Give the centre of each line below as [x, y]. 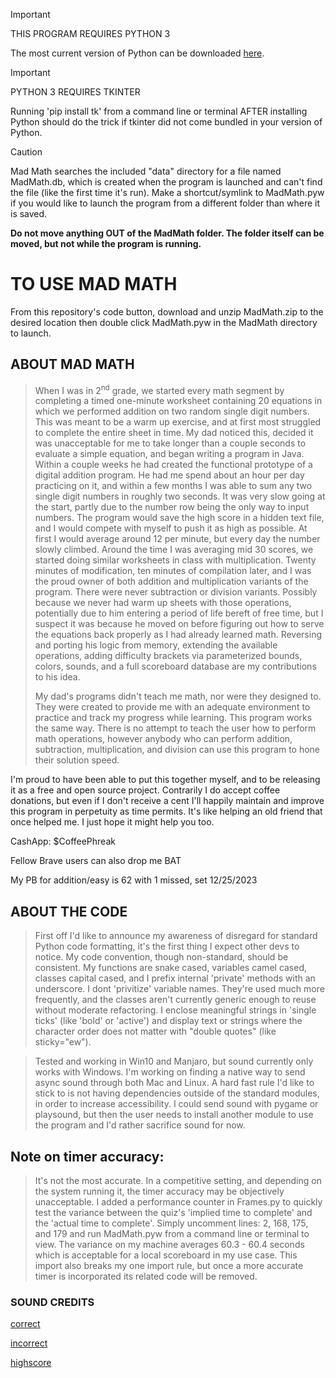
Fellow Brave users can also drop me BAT [96, 861]
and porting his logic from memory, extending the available [156, 645]
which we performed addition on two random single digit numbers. [172, 411]
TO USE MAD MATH [94, 284]
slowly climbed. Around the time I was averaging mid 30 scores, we [174, 550]
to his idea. [57, 677]
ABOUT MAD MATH [72, 364]
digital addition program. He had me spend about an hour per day [169, 475]
